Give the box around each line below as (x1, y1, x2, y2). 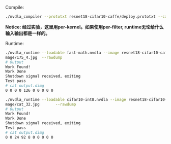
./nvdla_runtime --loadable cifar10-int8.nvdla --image (5, 97, 126, 102)
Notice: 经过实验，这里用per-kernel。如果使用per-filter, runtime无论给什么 (5, 24, 164, 30)
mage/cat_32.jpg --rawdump (5, 101, 76, 107)
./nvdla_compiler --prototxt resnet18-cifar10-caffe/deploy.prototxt (5, 14, 156, 19)
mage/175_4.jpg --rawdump (5, 55, 63, 60)
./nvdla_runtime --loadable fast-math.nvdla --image (5, 50, 120, 55)
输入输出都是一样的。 (5, 30, 50, 36)
